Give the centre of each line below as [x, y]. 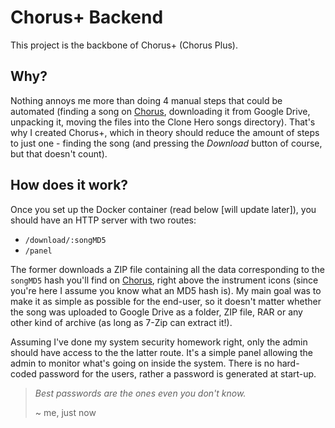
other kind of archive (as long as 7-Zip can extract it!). [121, 322]
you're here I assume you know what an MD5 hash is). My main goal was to [166, 290]
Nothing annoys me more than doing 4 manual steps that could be [146, 100]
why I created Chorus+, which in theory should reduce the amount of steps [165, 132]
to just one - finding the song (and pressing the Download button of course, [166, 143]
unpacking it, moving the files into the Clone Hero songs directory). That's [163, 122]
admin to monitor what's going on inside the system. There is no [142, 363]
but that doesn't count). [59, 153]
